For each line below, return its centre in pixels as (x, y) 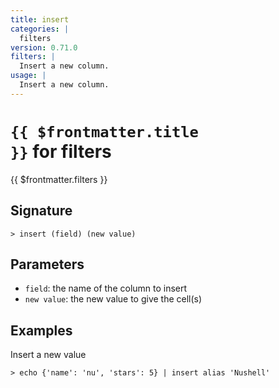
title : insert (40, 19)
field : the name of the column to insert (106, 288)
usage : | (28, 76)
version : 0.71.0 (44, 47)
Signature (41, 211)
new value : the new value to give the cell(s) (113, 299)
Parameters (47, 264)
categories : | (40, 29)
